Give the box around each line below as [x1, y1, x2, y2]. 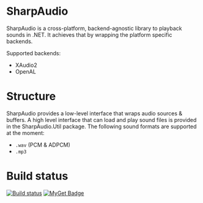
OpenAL [15, 67, 37, 75]
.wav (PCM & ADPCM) [15, 141, 70, 148]
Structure [6, 90, 56, 104]
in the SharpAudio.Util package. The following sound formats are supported [6, 123, 197, 130]
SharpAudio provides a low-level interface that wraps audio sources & [6, 109, 183, 117]
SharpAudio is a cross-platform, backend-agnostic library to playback [6, 25, 182, 32]
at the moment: [6, 129, 45, 136]
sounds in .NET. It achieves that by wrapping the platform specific [6, 31, 172, 38]
